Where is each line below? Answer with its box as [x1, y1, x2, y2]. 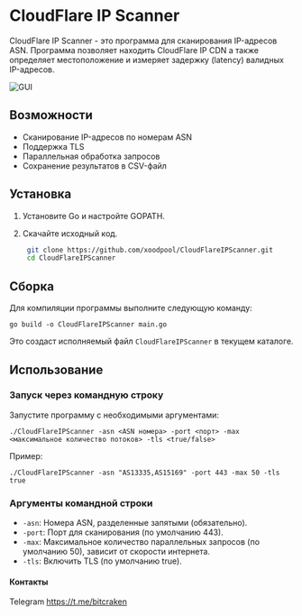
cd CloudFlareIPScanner [26, 253, 116, 262]
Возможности [9, 107, 93, 123]
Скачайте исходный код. [22, 227, 118, 239]
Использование [9, 362, 104, 377]
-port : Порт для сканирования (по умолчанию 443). [22, 527, 224, 538]
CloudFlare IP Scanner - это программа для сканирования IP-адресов [9, 35, 278, 46]
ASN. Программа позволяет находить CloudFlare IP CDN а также [9, 44, 260, 55]
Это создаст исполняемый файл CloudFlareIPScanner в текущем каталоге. [9, 336, 294, 347]
